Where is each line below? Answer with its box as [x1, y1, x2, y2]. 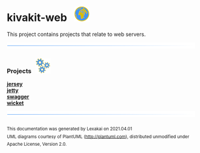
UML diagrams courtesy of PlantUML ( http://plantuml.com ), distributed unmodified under [7, 133, 190, 140]
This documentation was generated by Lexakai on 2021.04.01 [7, 126, 133, 131]
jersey [7, 80, 23, 87]
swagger [7, 93, 29, 100]
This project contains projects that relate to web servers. [7, 30, 146, 38]
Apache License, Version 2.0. [7, 141, 67, 148]
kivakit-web [7, 11, 67, 25]
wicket [7, 99, 24, 106]
